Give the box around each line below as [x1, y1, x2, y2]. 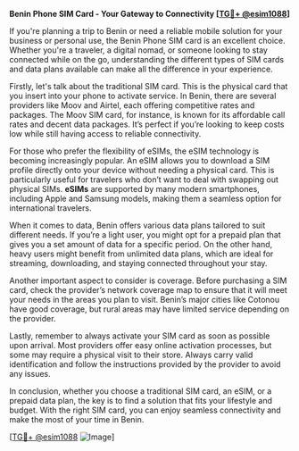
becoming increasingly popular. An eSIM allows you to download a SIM [9, 155, 270, 165]
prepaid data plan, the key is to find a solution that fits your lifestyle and [9, 396, 273, 405]
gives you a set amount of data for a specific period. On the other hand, [9, 239, 273, 249]
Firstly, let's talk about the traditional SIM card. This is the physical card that [9, 81, 288, 91]
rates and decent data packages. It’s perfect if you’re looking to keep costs [9, 119, 285, 129]
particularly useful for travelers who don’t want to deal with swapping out [9, 174, 278, 185]
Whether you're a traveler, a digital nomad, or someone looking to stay [9, 45, 268, 55]
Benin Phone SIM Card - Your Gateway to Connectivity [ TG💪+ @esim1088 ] [9, 9, 290, 19]
